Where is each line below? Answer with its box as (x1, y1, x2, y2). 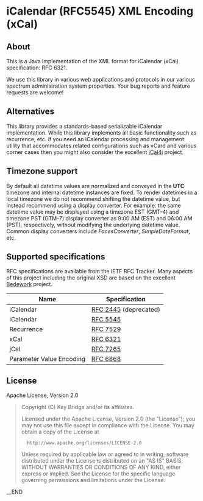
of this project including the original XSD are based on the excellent (6, 274, 176, 281)
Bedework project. (6, 281, 53, 288)
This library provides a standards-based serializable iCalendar (6, 122, 163, 130)
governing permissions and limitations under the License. (21, 477, 166, 484)
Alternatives (6, 107, 55, 117)
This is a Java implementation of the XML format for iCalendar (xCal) (6, 58, 179, 65)
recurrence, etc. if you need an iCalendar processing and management (6, 135, 185, 142)
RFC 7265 (91, 345, 121, 354)
